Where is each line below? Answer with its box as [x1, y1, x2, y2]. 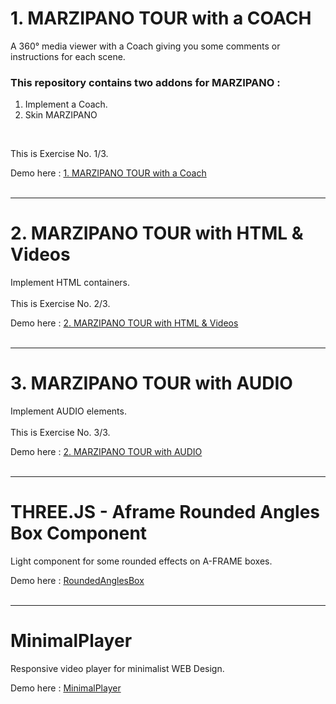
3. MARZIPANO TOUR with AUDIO [10, 372, 293, 395]
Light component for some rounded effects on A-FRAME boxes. [10, 555, 273, 567]
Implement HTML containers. [10, 277, 130, 289]
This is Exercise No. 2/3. [10, 298, 111, 310]
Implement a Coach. [24, 98, 108, 111]
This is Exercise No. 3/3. [10, 427, 111, 439]
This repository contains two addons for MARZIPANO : [10, 75, 281, 89]
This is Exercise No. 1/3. [10, 148, 109, 160]
